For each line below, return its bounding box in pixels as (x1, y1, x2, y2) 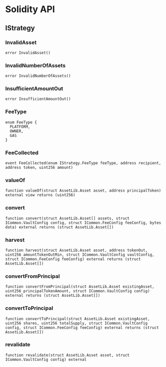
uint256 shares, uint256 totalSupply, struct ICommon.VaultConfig (5, 320, 148, 326)
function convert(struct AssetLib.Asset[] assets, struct (5, 216, 130, 221)
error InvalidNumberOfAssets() (5, 73, 71, 79)
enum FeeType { (5, 120, 37, 125)
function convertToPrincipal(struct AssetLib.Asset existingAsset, (5, 316, 150, 322)
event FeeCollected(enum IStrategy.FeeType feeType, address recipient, (5, 161, 161, 166)
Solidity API (5, 4, 56, 15)
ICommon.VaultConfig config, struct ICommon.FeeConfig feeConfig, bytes (5, 220, 161, 225)
